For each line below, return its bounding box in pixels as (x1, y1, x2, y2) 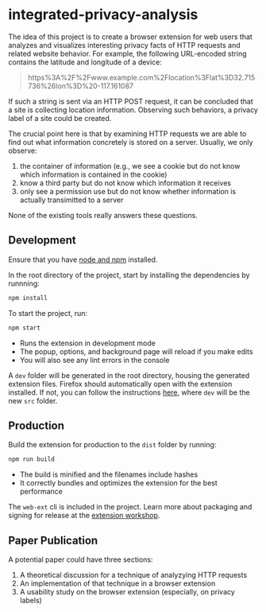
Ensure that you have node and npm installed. (8, 255, 158, 264)
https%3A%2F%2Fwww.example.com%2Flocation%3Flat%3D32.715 (27, 72, 256, 82)
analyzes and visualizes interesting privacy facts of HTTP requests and (8, 40, 241, 49)
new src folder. (8, 396, 58, 405)
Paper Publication (8, 533, 98, 547)
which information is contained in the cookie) (19, 170, 168, 179)
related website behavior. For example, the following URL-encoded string (8, 49, 247, 58)
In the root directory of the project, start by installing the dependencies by (8, 270, 250, 279)
